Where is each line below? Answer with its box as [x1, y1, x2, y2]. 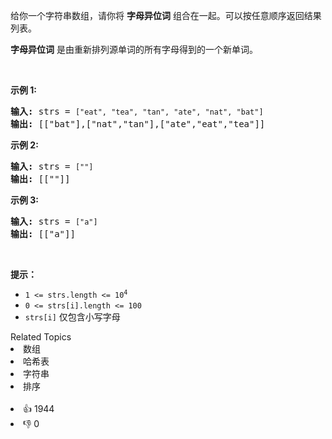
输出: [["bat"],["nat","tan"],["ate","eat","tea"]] [10, 119, 266, 129]
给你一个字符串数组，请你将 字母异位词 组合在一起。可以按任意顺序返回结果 [10, 10, 322, 21]
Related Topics [10, 331, 72, 343]
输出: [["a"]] [10, 229, 76, 239]
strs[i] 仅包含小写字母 [24, 311, 121, 323]
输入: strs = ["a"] [10, 216, 98, 227]
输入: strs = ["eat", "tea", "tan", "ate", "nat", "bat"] [10, 106, 264, 117]
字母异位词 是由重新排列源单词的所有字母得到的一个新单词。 [10, 44, 258, 55]
